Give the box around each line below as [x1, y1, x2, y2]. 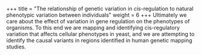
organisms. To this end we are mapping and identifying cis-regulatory [6, 24, 180, 31]
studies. [6, 43, 26, 50]
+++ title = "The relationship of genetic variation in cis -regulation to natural [6, 5, 194, 12]
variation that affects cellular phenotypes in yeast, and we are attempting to [6, 30, 195, 38]
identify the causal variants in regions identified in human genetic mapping [6, 37, 193, 44]
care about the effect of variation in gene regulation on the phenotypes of [6, 18, 190, 25]
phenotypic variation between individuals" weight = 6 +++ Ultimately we [6, 11, 187, 19]
